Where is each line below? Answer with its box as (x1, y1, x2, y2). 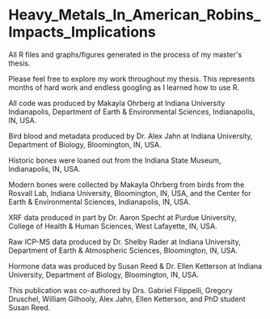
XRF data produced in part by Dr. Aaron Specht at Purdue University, (8, 212, 237, 222)
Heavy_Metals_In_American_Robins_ (8, 6, 261, 24)
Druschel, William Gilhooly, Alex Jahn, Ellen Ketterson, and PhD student (8, 294, 246, 304)
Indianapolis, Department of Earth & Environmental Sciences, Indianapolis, (8, 107, 255, 117)
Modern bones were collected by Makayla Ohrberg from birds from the (8, 180, 245, 189)
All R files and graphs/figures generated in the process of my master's (8, 49, 243, 59)
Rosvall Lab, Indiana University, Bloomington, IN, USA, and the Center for (8, 188, 251, 198)
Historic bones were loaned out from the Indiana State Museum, (8, 155, 221, 165)
